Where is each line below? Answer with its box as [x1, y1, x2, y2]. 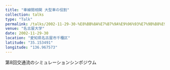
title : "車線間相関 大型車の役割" [5, 7, 70, 13]
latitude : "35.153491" [5, 40, 53, 45]
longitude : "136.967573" [5, 45, 58, 50]
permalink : [5, 21, 28, 27]
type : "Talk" [5, 17, 33, 22]
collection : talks [5, 12, 44, 17]
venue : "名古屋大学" [5, 26, 45, 31]
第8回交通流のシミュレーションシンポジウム [5, 59, 97, 65]
